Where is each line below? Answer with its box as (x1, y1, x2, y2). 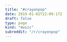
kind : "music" (5, 25, 34, 30)
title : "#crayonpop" (5, 7, 47, 12)
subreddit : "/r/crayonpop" (5, 29, 60, 34)
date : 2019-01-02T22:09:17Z (5, 12, 63, 16)
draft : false (5, 16, 32, 21)
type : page (5, 20, 27, 26)
